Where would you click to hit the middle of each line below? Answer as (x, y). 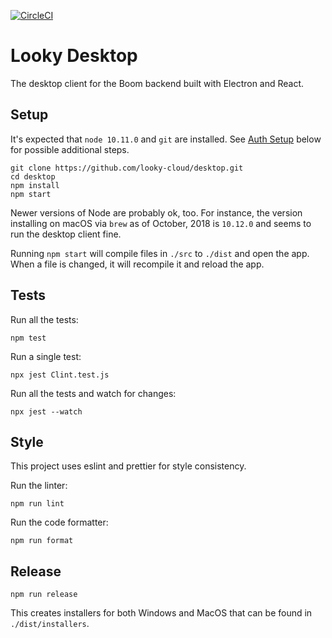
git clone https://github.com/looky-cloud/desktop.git (127, 168)
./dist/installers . (50, 624)
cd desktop (33, 176)
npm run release (44, 595)
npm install (35, 185)
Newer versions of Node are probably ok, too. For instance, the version (156, 212)
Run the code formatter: (59, 522)
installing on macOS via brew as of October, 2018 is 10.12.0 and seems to (161, 223)
